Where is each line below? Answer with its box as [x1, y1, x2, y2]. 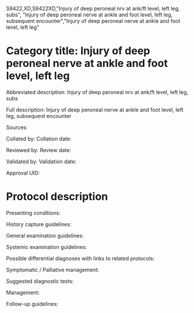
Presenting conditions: [6, 209, 61, 216]
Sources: [6, 123, 28, 131]
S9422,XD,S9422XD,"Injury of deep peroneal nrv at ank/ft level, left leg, [6, 5, 180, 12]
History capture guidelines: [6, 220, 72, 228]
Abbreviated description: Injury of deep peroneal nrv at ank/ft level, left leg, [6, 88, 189, 96]
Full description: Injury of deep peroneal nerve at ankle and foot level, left [6, 106, 183, 113]
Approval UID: [6, 169, 40, 176]
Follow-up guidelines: [6, 300, 59, 307]
